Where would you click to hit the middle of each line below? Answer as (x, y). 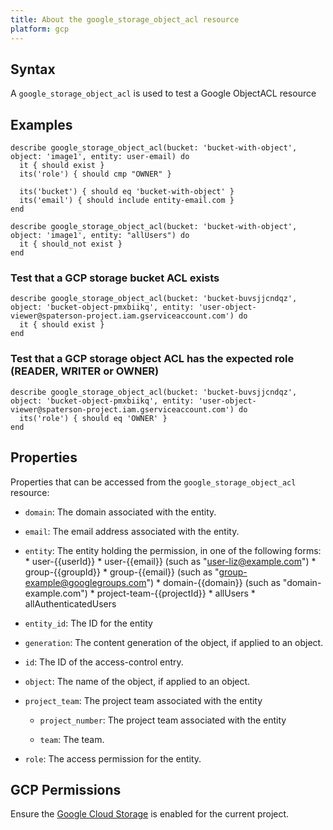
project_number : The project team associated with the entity (163, 720)
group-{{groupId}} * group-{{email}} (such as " (122, 572)
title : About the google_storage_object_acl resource (125, 19)
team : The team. (72, 739)
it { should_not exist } (71, 244)
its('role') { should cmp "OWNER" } (95, 174)
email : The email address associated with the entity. (132, 531)
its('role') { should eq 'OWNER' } (93, 418)
